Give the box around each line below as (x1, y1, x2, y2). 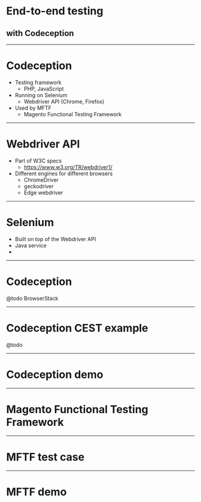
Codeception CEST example (6, 321, 148, 335)
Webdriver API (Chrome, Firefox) (23, 98, 105, 105)
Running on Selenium (14, 91, 68, 98)
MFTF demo (6, 485, 67, 498)
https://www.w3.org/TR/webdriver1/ (23, 163, 112, 170)
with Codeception (6, 28, 74, 38)
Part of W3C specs (14, 157, 62, 164)
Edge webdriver (23, 189, 63, 196)
